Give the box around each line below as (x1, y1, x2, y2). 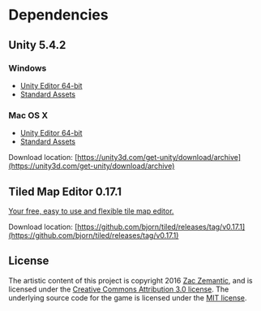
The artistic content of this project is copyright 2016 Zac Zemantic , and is (8, 275, 253, 285)
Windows (8, 63, 47, 74)
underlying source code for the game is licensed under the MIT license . (8, 292, 247, 302)
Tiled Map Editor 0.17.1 (8, 184, 122, 198)
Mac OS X (8, 110, 49, 121)
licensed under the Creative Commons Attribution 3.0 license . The (8, 284, 229, 294)
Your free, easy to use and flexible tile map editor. (8, 205, 174, 216)
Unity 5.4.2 (8, 38, 66, 52)
